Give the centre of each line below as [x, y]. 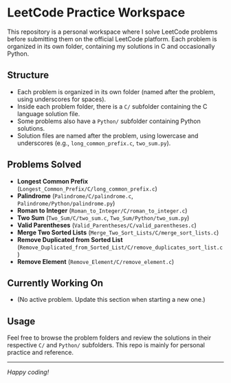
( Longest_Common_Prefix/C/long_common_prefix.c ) [87, 188]
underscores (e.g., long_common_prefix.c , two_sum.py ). [94, 143]
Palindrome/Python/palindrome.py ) [66, 203]
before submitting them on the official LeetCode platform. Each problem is [112, 39]
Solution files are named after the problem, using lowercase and [108, 135]
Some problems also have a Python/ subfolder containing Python [109, 121]
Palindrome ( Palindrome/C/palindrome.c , [75, 196]
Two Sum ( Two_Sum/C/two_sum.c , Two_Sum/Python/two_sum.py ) [103, 217]
